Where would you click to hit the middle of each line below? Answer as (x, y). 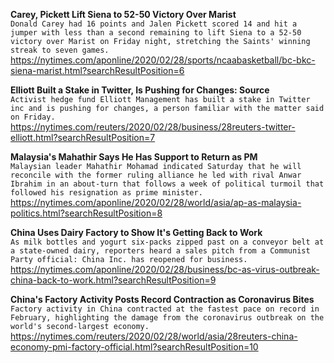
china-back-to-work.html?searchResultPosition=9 (113, 280)
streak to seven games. (60, 50)
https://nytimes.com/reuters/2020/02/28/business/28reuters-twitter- (153, 127)
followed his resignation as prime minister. (106, 193)
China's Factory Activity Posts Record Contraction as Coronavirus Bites (162, 299)
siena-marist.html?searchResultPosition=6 (97, 70)
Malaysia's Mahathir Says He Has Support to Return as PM (134, 157)
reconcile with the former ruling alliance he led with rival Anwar (156, 175)
